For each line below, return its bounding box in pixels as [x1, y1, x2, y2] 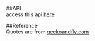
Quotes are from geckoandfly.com [6, 28, 89, 35]
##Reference [6, 23, 38, 29]
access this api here [6, 11, 55, 18]
